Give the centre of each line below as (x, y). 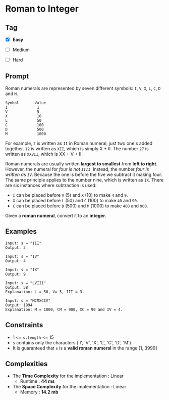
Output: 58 (17, 287)
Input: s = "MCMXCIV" (28, 301)
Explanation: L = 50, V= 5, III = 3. (45, 292)
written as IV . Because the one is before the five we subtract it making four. (84, 174)
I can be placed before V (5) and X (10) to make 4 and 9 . (70, 195)
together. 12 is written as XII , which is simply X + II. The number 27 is (77, 149)
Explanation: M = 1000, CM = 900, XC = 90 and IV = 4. (64, 309)
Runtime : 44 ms (37, 381)
